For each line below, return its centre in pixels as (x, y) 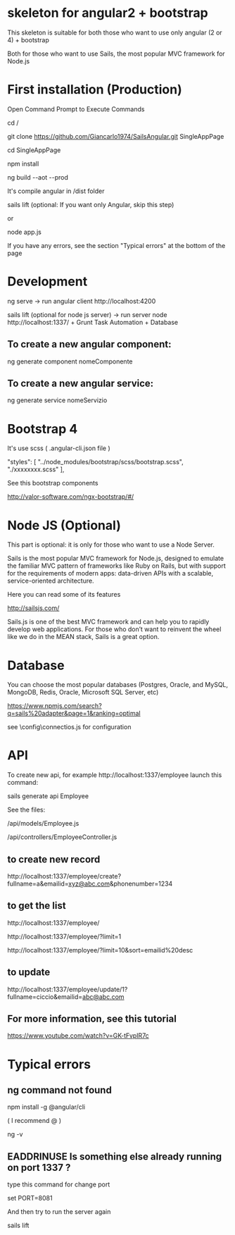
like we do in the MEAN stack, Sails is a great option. (83, 637)
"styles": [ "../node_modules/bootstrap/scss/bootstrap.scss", (96, 462)
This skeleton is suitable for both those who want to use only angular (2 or (115, 32)
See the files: (26, 810)
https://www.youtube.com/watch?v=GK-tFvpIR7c (78, 1036)
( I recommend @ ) (34, 1121)
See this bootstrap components (53, 483)
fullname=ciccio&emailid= (45, 997)
